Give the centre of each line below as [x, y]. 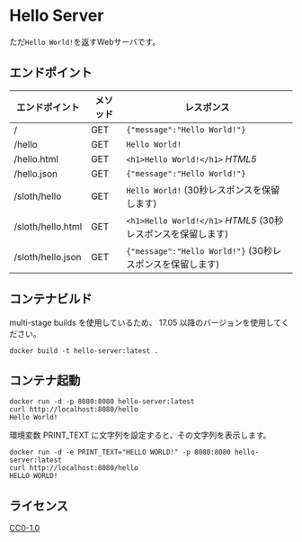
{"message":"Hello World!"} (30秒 [199, 250]
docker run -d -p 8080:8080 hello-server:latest [102, 402]
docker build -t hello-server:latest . [84, 351]
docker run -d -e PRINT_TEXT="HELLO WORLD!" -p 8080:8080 [120, 452]
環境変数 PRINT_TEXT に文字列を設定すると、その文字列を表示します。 [140, 435]
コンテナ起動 [45, 380]
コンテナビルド [51, 299]
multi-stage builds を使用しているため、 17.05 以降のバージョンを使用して [145, 322]
